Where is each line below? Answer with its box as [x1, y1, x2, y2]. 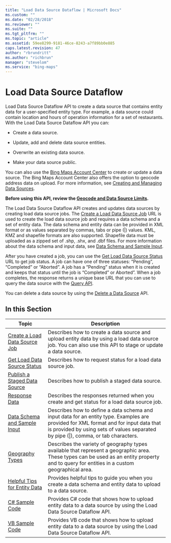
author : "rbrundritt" [5, 50, 51, 55]
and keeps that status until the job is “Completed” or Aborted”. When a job [5, 269, 161, 276]
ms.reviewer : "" [5, 21, 40, 27]
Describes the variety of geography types [47, 440, 148, 447]
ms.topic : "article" [5, 36, 49, 41]
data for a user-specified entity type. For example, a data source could [5, 109, 154, 115]
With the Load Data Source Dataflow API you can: [5, 120, 109, 126]
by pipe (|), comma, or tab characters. [47, 432, 138, 439]
